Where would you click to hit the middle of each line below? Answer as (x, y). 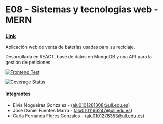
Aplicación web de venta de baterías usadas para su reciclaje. (70, 47)
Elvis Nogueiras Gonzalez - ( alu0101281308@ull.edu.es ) (71, 105)
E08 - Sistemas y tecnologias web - (82, 9)
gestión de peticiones (28, 63)
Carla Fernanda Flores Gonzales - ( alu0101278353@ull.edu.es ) (78, 116)
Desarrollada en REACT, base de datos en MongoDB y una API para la (78, 57)
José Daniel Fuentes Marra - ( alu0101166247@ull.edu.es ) (73, 110)
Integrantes (18, 94)
